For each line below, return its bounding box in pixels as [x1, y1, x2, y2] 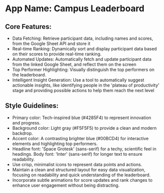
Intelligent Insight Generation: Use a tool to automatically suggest [12, 77, 144, 83]
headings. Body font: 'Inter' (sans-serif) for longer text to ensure [12, 151, 142, 157]
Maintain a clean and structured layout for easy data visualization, [12, 167, 146, 172]
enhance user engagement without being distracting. [12, 182, 120, 188]
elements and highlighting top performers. [12, 141, 98, 146]
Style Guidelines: [5, 101, 59, 110]
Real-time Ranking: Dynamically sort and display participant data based [12, 46, 157, 51]
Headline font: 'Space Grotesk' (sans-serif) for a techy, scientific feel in [12, 145, 157, 152]
